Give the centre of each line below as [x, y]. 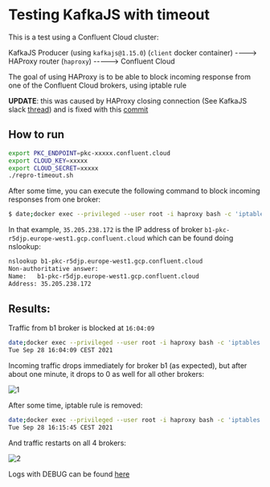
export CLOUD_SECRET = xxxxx [53, 168]
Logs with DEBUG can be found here [69, 474]
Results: [29, 309]
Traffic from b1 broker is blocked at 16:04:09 [82, 328]
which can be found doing [190, 238]
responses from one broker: [55, 199]
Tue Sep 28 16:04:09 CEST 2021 [61, 350]
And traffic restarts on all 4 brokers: [67, 443]
